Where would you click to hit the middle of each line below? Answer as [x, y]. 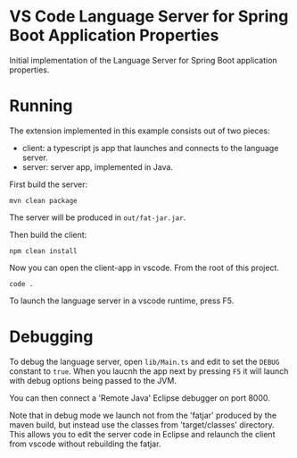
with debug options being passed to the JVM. [93, 380]
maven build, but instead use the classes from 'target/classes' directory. [142, 424]
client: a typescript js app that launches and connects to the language [150, 148]
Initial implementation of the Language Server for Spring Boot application [144, 60]
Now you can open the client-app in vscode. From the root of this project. [144, 267]
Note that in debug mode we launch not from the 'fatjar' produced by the [143, 415]
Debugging [51, 337]
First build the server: [49, 184]
